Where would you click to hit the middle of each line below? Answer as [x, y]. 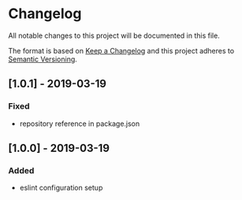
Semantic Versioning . [43, 59]
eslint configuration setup [61, 188]
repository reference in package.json [80, 124]
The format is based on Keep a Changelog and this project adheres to [121, 50]
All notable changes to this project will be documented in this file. [114, 35]
